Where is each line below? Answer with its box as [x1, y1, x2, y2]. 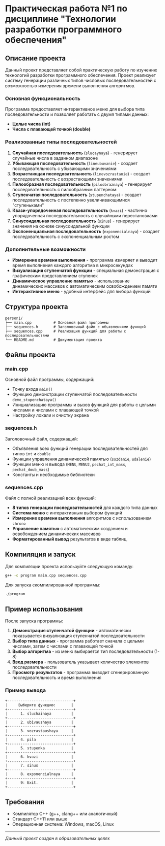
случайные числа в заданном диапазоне [12, 155, 98, 161]
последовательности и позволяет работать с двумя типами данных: [5, 111, 149, 117]
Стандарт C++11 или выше [12, 816, 68, 822]
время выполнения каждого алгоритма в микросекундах [12, 262, 133, 268]
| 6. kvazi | [5, 754, 74, 759]
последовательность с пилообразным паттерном [12, 186, 117, 192]
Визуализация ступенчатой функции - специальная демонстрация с [12, 267, 160, 273]
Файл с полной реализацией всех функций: [5, 495, 96, 501]
